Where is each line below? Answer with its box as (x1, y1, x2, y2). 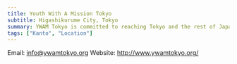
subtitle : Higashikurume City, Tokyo (7, 17, 119, 24)
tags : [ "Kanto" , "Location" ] (7, 29, 93, 37)
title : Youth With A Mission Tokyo (7, 10, 112, 17)
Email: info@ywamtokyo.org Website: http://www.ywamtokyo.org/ (7, 49, 199, 57)
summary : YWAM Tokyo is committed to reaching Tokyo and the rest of (7, 23, 217, 30)
